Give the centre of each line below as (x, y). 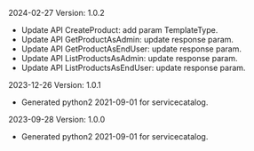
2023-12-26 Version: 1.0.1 (55, 85)
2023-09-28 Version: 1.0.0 (57, 119)
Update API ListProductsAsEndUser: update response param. (133, 68)
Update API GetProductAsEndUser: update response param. (131, 49)
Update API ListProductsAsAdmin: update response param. (129, 58)
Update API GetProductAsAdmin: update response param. (127, 40)
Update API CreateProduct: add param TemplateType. (119, 30)
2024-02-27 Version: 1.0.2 (57, 13)
